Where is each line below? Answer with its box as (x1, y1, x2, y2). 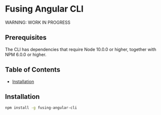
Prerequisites (5, 33, 47, 42)
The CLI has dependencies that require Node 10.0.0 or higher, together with (5, 46, 157, 52)
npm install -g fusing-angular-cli (5, 105, 77, 110)
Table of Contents (5, 66, 61, 74)
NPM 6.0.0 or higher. (5, 51, 47, 57)
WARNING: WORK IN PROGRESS (5, 19, 71, 25)
